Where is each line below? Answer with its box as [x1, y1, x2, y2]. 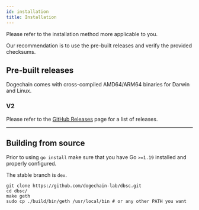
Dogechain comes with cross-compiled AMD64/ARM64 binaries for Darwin [6, 81, 190, 88]
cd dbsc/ [6, 188, 28, 194]
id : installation [6, 8, 49, 15]
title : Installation [6, 14, 57, 20]
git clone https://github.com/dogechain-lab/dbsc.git [6, 183, 142, 189]
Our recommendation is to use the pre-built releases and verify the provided [6, 42, 192, 49]
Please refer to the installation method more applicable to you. [6, 30, 158, 37]
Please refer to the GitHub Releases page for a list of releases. [6, 115, 158, 122]
